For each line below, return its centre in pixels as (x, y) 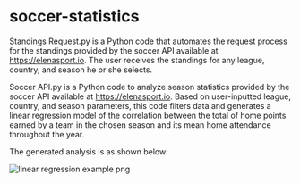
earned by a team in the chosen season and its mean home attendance (140, 125)
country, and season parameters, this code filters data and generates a (140, 105)
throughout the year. (47, 134)
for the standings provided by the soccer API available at (114, 50)
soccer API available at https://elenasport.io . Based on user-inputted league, (150, 96)
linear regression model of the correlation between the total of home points (148, 115)
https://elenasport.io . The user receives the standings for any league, (137, 60)
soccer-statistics (74, 17)
